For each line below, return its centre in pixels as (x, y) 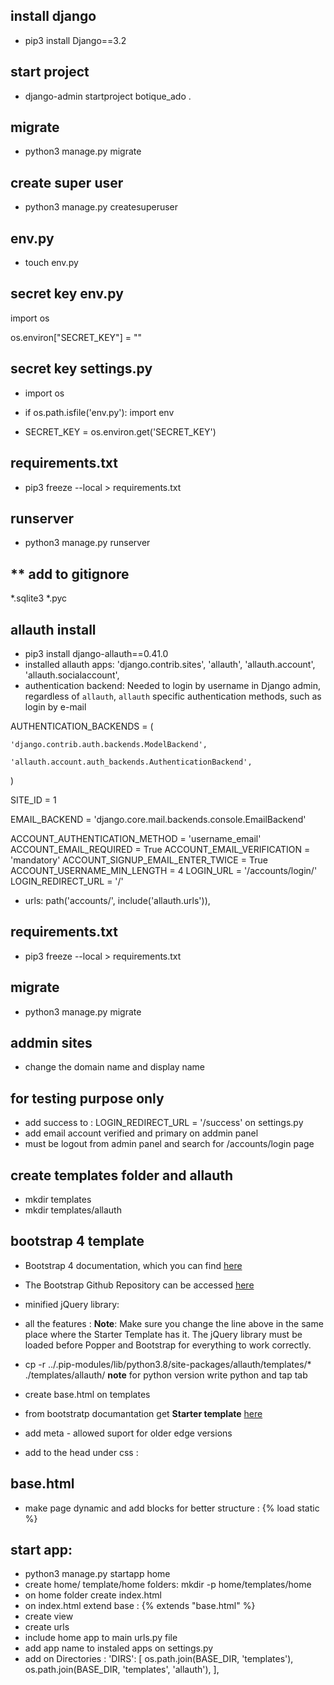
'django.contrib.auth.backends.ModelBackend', (109, 744)
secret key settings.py (81, 369)
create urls (47, 1627)
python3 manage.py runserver (87, 543)
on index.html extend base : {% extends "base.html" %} (140, 1606)
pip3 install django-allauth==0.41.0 (96, 653)
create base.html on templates (87, 1394)
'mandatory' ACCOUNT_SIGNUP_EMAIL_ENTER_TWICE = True (139, 860)
